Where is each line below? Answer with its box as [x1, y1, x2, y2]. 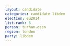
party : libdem [5, 34, 34, 39]
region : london [5, 29, 35, 34]
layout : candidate [5, 7, 42, 12]
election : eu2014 [5, 16, 40, 21]
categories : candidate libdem [5, 11, 66, 16]
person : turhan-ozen [5, 25, 47, 30]
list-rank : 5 [5, 20, 31, 25]
